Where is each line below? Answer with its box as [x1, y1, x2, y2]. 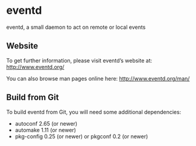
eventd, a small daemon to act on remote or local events [6, 23, 146, 31]
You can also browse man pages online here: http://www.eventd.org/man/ [6, 75, 190, 82]
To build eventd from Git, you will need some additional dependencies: [6, 108, 182, 115]
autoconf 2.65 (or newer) [14, 120, 78, 127]
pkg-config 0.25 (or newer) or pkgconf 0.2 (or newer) [14, 133, 148, 140]
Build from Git [6, 93, 59, 103]
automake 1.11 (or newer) [14, 126, 77, 133]
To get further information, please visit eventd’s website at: [6, 56, 153, 64]
